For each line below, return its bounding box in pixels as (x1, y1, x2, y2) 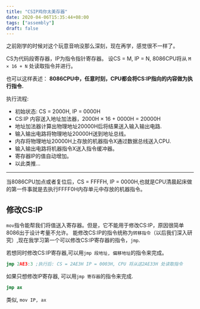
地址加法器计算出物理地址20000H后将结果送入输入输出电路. (14, 123, 162, 130)
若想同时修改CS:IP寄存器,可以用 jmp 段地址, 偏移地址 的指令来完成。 (6, 249, 168, 257)
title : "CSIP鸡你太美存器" (6, 8, 68, 15)
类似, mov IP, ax (6, 296, 46, 303)
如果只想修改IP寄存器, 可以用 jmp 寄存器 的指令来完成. (6, 272, 134, 280)
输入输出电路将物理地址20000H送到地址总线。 (14, 130, 130, 138)
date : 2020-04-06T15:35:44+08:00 (6, 14, 89, 20)
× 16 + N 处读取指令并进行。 (6, 63, 76, 70)
